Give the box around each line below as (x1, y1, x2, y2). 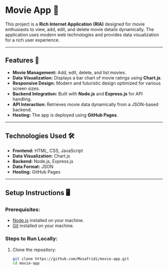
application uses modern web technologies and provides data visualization (5, 31, 159, 37)
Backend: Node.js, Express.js (12, 158, 73, 164)
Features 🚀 (5, 56, 39, 64)
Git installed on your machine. (12, 222, 74, 229)
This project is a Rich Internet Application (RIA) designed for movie (5, 21, 145, 27)
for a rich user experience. (5, 37, 60, 43)
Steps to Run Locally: (5, 235, 58, 242)
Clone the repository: (12, 246, 56, 252)
